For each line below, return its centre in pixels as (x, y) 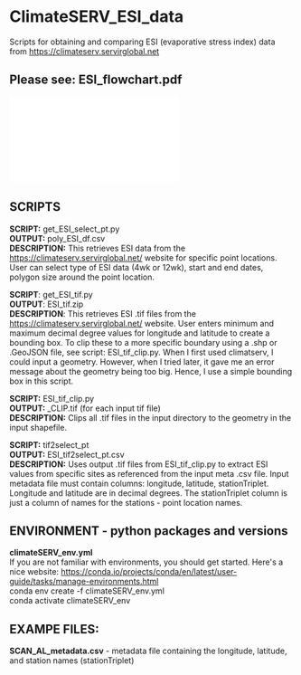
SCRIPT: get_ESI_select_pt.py (65, 229)
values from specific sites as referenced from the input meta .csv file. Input (149, 473)
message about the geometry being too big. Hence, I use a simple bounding (151, 371)
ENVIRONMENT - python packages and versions (149, 531)
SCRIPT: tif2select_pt (49, 444)
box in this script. (42, 381)
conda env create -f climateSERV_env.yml (87, 591)
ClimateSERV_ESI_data (97, 17)
